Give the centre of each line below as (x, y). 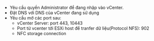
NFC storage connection (42, 33)
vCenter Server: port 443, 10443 (50, 23)
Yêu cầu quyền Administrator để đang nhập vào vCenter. (67, 8)
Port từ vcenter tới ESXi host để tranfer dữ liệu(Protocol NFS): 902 (83, 28)
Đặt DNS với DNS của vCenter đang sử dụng (54, 13)
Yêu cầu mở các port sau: (35, 18)
